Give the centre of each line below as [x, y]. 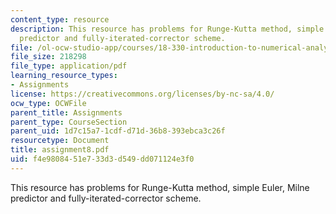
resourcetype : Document [60, 141]
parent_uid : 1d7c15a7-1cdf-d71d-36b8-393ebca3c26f [118, 131]
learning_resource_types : [64, 76]
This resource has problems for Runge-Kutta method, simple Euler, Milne [160, 187]
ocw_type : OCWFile [48, 103]
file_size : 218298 [48, 57]
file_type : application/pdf [69, 66]
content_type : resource [60, 19]
